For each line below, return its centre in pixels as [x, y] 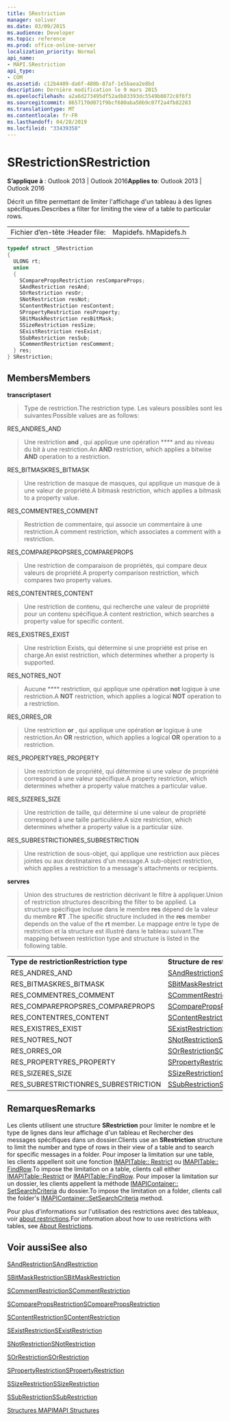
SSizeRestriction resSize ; [58, 325]
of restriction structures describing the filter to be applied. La [110, 902]
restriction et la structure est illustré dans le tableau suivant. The [114, 931]
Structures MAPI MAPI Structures [53, 1410]
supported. [39, 662]
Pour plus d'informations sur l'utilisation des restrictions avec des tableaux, [113, 1211]
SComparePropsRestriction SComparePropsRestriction [84, 1304]
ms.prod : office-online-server [52, 45]
